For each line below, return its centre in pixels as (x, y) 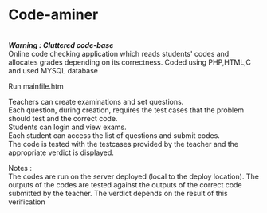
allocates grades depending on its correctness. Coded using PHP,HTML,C (130, 62)
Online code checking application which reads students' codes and (119, 53)
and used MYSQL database (53, 70)
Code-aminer (53, 15)
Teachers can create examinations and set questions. (96, 101)
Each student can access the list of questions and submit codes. (114, 135)
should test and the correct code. (63, 118)
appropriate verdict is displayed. (61, 152)
